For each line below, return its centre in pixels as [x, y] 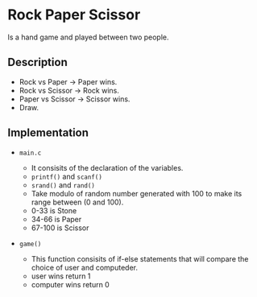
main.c [30, 153]
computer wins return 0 [70, 284]
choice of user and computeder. [85, 267]
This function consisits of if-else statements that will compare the [140, 258]
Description [37, 62]
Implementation [48, 133]
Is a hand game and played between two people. [89, 37]
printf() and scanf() [66, 176]
